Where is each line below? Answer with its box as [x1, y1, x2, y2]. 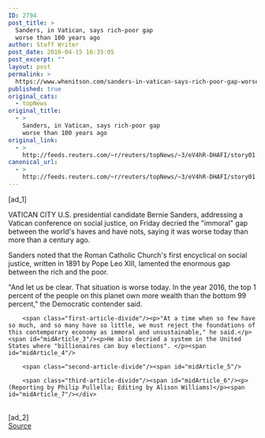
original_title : [8, 107, 62, 115]
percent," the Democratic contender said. [8, 299, 143, 309]
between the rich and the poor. [8, 267, 109, 276]
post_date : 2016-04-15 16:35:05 [8, 48, 114, 56]
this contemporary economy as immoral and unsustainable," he [8, 328, 217, 336]
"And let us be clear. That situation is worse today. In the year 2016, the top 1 [8, 282, 256, 292]
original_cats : [8, 92, 58, 100]
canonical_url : [8, 159, 58, 167]
